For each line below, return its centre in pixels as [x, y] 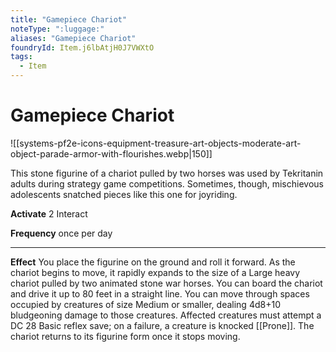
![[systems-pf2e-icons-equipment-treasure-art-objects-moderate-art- [156, 143]
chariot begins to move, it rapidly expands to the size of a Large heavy [155, 272]
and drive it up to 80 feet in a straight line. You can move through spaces [160, 293]
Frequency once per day [61, 233]
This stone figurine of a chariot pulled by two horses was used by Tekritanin [167, 173]
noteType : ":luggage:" [57, 29]
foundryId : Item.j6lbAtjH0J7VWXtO [82, 47]
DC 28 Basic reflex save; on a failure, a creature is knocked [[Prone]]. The [162, 325]
